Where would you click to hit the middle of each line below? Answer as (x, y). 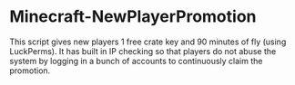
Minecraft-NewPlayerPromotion (133, 17)
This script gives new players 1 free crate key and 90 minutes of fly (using (148, 42)
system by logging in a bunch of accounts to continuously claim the (136, 61)
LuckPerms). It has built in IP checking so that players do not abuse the (143, 51)
